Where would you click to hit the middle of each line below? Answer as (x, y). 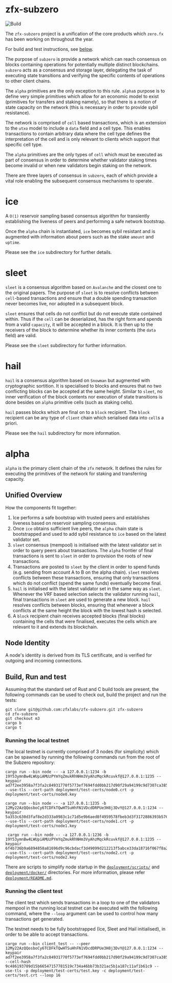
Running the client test (34, 891)
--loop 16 (50, 975)
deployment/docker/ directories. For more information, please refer (75, 872)
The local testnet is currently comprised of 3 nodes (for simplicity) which (82, 752)
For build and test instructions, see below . (49, 49)
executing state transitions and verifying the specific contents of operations (85, 75)
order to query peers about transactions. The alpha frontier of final (83, 550)
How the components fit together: (41, 507)
